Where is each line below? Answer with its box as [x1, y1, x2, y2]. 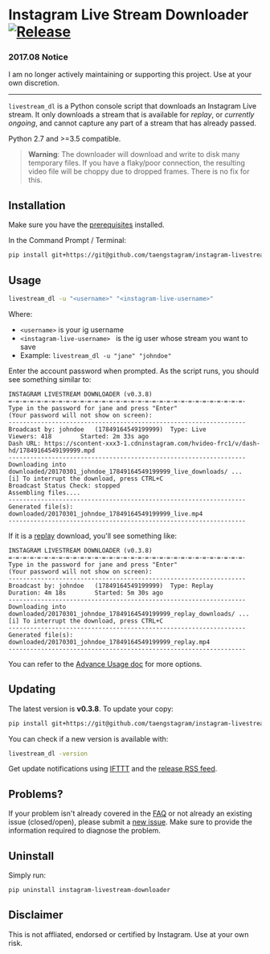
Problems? [8, 787, 63, 801]
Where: [8, 309, 33, 319]
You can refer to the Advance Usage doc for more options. [8, 659, 202, 668]
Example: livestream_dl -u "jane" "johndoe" [19, 350, 172, 360]
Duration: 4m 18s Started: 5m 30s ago [8, 589, 163, 597]
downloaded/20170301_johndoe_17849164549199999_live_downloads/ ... [8, 467, 243, 475]
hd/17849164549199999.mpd [8, 446, 95, 454]
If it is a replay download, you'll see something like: [8, 531, 178, 541]
